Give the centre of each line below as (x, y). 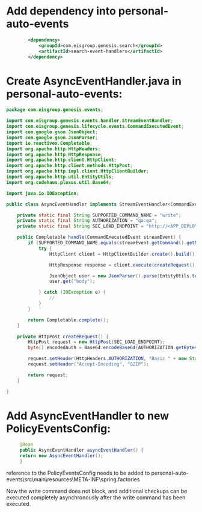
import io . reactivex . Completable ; (50, 143)
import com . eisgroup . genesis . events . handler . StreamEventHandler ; (90, 121)
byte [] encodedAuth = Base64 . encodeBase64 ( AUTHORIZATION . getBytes (113, 348)
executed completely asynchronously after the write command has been (96, 497)
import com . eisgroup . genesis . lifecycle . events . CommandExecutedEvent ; (95, 127)
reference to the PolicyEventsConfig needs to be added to (78, 473)
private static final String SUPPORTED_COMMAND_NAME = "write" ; (99, 215)
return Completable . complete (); (69, 320)
